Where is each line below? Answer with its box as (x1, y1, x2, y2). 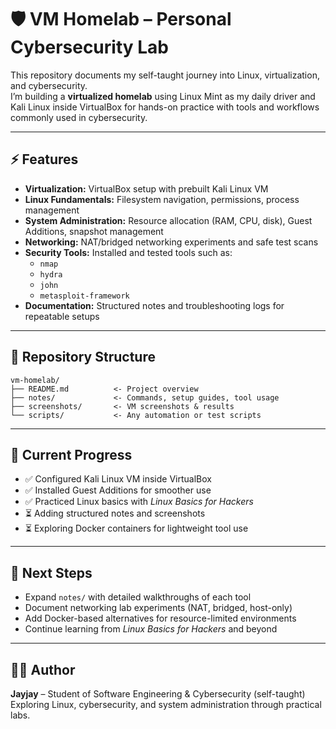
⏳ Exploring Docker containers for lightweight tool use (24, 522, 249, 535)
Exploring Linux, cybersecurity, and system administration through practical (10, 699, 322, 710)
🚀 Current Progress (10, 446, 133, 463)
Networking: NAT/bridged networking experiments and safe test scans (24, 236, 319, 248)
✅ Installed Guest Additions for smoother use (24, 484, 212, 496)
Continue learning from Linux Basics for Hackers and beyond (24, 623, 278, 635)
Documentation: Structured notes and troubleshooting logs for (24, 299, 285, 311)
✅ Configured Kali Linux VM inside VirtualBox (24, 473, 212, 485)
